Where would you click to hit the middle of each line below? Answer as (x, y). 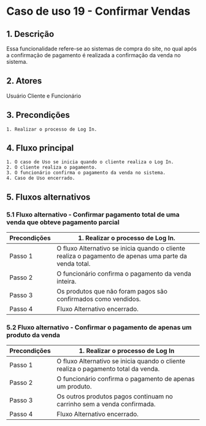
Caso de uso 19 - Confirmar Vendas (98, 11)
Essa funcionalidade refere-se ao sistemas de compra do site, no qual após (102, 48)
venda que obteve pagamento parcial (63, 222)
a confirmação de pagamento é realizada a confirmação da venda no (93, 55)
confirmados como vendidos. (99, 299)
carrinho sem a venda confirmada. (106, 405)
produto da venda (33, 335)
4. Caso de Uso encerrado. (41, 178)
